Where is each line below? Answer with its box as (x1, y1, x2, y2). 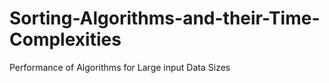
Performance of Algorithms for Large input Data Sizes (9, 61, 231, 73)
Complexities (9, 28, 122, 51)
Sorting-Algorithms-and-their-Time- (9, 7, 321, 30)
